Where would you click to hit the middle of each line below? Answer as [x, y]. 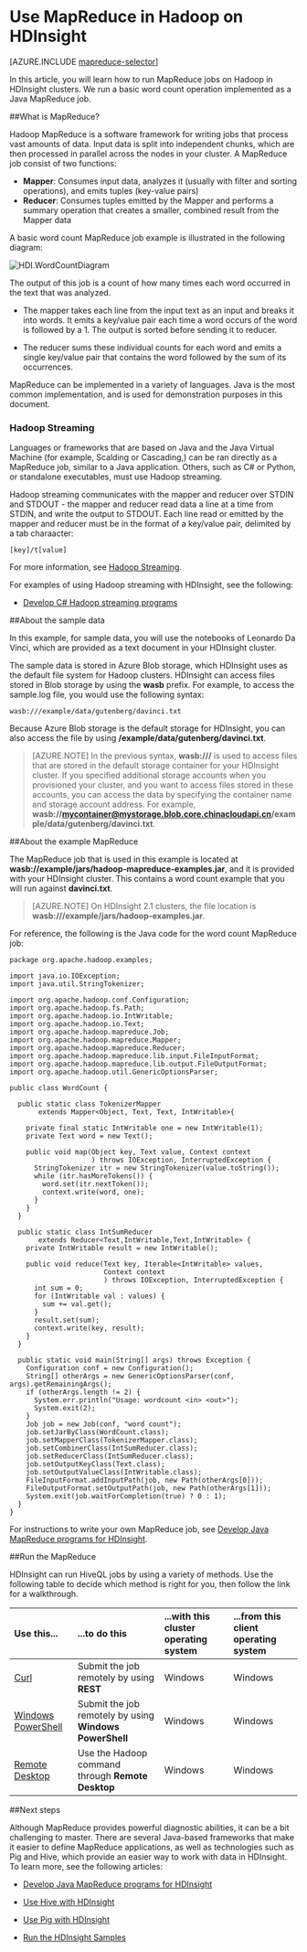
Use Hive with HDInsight [69, 1902]
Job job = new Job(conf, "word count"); [104, 1424]
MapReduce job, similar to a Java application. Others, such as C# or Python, [153, 467]
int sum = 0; [58, 1288]
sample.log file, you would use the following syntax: [107, 695]
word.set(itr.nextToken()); [95, 1185]
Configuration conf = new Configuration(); [110, 1368]
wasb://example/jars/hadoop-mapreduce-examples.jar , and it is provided [152, 869]
